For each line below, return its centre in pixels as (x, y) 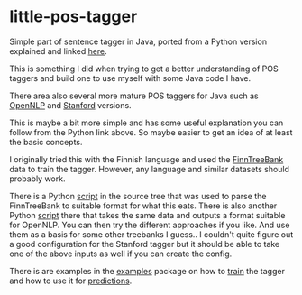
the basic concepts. (46, 142)
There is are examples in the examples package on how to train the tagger (147, 271)
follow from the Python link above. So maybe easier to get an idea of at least (151, 132)
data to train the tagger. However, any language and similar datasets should (150, 169)
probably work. (37, 179)
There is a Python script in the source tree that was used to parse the (138, 196)
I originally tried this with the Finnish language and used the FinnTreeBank (146, 159)
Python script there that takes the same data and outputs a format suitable (147, 215)
